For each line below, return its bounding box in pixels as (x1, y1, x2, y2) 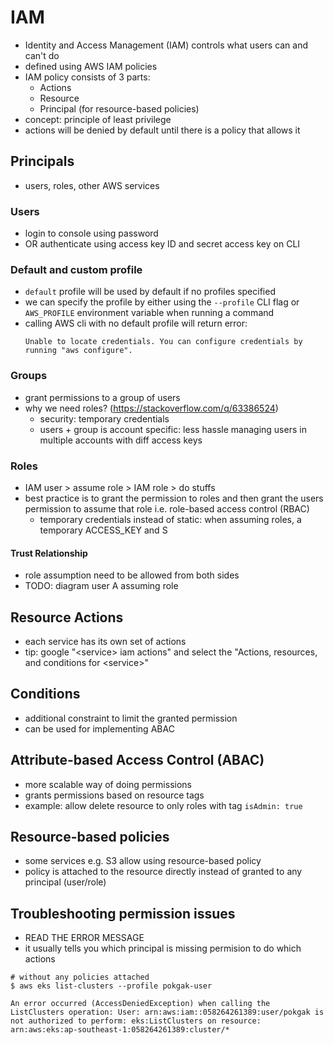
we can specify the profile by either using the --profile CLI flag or (24, 296, 300, 308)
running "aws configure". (24, 346, 133, 356)
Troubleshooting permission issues (10, 905, 236, 922)
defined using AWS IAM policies (24, 60, 158, 72)
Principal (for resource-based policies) (39, 102, 200, 115)
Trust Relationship (10, 547, 88, 559)
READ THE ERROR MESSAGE (24, 932, 145, 944)
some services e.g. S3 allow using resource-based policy (24, 855, 262, 867)
